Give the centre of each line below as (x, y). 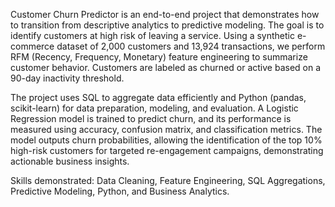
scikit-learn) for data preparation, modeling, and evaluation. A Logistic (154, 108)
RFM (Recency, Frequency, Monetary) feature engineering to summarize (159, 57)
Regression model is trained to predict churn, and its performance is (151, 118)
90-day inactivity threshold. (67, 78)
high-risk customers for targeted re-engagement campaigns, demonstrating (167, 150)
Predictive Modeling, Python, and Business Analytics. (120, 191)
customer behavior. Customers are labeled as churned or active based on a (166, 67)
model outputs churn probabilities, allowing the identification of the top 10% (166, 140)
